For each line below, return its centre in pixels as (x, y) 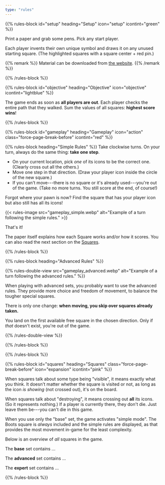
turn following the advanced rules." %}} (45, 276)
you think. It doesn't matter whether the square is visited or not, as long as (81, 384)
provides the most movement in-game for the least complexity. (69, 429)
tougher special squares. (30, 296)
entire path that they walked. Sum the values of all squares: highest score (80, 107)
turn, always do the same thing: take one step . (52, 152)
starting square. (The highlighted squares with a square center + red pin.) (80, 53)
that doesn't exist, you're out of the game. (48, 326)
